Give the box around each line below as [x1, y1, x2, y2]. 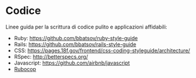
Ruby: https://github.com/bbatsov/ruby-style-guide [13, 34, 138, 41]
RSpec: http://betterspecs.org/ [13, 53, 89, 60]
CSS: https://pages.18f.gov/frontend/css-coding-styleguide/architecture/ [13, 47, 190, 54]
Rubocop [13, 65, 36, 72]
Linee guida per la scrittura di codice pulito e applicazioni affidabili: [5, 23, 168, 30]
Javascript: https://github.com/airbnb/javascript [13, 59, 130, 66]
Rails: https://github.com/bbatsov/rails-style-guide [13, 41, 136, 48]
